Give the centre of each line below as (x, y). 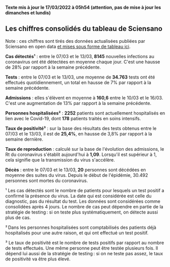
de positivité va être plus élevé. (38, 259)
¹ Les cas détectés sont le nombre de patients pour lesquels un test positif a (85, 190)
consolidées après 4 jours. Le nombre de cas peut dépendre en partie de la (84, 206)
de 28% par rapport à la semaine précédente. (53, 67)
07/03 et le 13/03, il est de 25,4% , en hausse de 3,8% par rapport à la (79, 133)
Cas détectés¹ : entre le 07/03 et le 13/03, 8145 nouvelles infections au (80, 56)
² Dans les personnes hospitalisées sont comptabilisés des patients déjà (81, 227)
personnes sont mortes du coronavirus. (47, 180)
